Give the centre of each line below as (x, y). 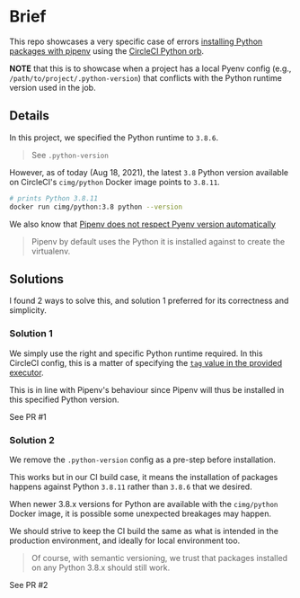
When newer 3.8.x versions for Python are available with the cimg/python (144, 504)
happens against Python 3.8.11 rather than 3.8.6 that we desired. (131, 486)
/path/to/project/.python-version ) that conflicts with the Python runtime (146, 77)
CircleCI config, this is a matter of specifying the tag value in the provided (146, 362)
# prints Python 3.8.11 (54, 198)
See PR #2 (29, 585)
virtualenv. (51, 251)
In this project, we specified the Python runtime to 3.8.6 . (114, 138)
